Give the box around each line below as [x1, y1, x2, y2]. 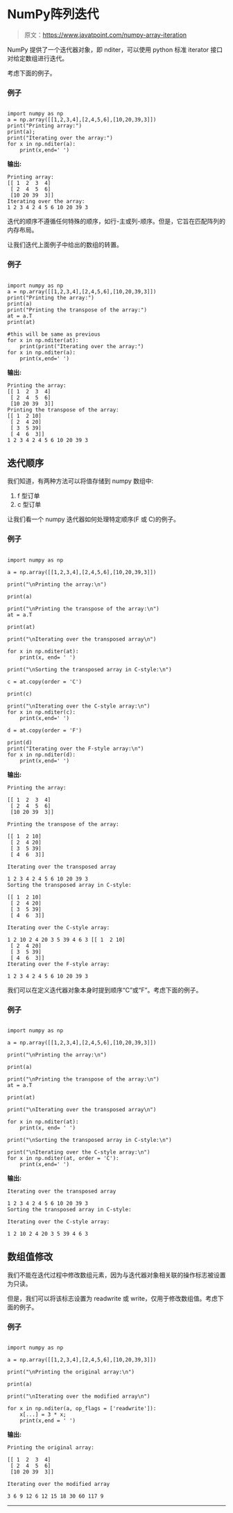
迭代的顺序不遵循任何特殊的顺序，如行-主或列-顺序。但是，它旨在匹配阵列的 [7, 217, 225, 226]
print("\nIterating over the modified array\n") [7, 1393, 150, 1400]
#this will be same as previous [7, 331, 101, 338]
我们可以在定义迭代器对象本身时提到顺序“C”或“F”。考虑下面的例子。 [7, 986, 202, 994]
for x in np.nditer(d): [7, 751, 76, 758]
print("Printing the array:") [7, 294, 95, 301]
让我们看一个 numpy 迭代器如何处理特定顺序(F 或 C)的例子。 [7, 515, 180, 523]
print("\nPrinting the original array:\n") [7, 1368, 135, 1376]
